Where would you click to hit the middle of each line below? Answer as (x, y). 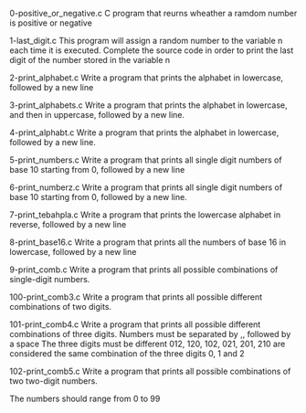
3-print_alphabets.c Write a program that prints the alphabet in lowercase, (148, 105)
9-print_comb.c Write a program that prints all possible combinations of (144, 270)
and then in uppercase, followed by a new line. (97, 115)
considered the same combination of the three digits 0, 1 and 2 (127, 354)
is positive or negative (51, 23)
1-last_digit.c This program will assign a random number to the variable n (146, 41)
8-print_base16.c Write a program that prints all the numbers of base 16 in (148, 242)
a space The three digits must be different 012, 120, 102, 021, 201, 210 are (148, 344)
